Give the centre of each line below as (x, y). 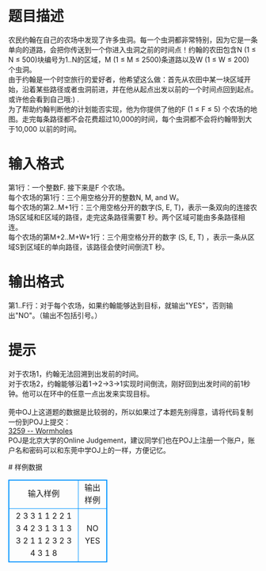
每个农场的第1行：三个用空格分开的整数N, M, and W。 (96, 197)
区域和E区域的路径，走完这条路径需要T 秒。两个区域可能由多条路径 (129, 217)
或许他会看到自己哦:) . (44, 99)
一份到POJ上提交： (40, 422)
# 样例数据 (25, 467)
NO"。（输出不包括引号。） (60, 315)
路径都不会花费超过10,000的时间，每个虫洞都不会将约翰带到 (147, 119)
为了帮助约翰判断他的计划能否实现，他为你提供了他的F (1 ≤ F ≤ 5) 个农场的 (129, 109)
